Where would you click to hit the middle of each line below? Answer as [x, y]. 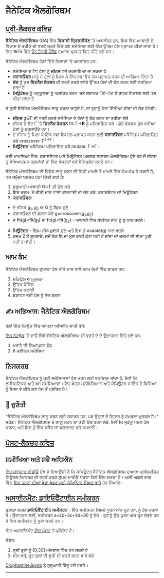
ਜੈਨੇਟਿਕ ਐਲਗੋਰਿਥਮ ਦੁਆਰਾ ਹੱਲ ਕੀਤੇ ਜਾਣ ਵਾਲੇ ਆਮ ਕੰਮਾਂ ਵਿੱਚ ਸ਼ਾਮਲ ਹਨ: [65, 269]
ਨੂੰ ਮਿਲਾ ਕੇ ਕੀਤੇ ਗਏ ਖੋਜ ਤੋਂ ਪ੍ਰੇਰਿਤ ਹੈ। [36, 389]
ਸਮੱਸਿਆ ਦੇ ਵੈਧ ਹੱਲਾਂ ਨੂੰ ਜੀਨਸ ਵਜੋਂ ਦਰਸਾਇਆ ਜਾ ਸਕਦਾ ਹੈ [59, 71]
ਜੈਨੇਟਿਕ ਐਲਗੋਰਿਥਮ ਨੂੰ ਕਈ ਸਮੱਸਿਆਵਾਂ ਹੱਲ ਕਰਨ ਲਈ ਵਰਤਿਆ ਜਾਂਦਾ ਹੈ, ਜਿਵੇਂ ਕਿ [71, 378]
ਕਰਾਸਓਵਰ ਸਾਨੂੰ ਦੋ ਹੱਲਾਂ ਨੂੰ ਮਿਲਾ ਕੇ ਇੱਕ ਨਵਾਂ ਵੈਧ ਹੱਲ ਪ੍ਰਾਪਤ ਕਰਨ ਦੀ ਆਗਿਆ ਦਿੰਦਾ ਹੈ [83, 76]
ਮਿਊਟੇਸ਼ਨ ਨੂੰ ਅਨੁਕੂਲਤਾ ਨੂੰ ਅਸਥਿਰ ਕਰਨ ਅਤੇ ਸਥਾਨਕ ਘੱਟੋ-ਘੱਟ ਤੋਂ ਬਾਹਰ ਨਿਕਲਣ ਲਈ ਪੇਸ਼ [84, 93]
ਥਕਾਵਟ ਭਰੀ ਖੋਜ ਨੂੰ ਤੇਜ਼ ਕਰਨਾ [37, 295]
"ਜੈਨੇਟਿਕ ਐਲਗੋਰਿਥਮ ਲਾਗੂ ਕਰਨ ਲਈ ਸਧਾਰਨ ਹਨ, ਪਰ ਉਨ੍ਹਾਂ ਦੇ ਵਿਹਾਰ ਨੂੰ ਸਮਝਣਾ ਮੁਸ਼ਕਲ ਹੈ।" [82, 416]
